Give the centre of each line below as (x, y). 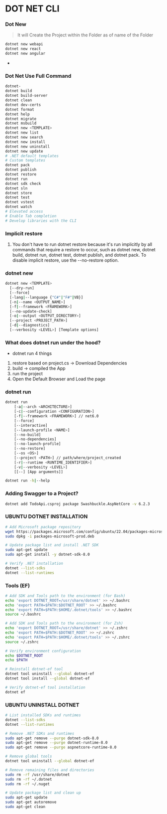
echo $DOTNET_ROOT (24, 655)
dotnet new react (23, 49)
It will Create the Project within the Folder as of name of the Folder (85, 35)
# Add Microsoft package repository (43, 527)
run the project (28, 374)
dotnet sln (16, 188)
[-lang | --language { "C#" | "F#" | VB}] (46, 297)
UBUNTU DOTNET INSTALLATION (46, 516)
